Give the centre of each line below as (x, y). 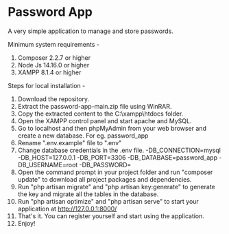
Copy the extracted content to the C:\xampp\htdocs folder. (100, 114)
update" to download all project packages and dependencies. (105, 179)
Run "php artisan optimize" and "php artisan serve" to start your (108, 201)
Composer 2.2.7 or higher (54, 57)
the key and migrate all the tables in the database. (88, 194)
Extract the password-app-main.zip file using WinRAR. (95, 106)
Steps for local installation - (47, 85)
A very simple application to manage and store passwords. (91, 31)
